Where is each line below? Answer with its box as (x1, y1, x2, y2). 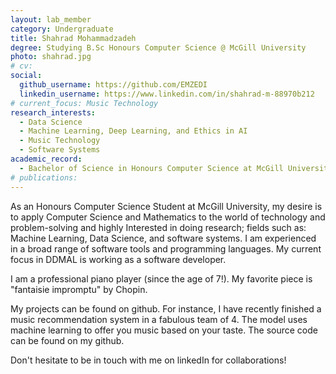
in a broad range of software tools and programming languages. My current (10, 242, 322, 255)
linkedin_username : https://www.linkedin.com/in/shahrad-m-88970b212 (19, 89, 315, 99)
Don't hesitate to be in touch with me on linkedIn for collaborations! (10, 354, 287, 366)
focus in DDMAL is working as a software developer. (10, 253, 227, 265)
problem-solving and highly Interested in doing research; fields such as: (10, 221, 307, 233)
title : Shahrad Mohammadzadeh (10, 33, 137, 43)
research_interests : (10, 107, 97, 118)
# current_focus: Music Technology (10, 98, 159, 108)
